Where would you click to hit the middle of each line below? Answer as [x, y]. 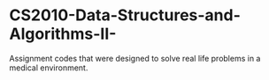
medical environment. [49, 68]
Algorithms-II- [63, 34]
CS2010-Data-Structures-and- [125, 15]
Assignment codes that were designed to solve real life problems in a [135, 58]
